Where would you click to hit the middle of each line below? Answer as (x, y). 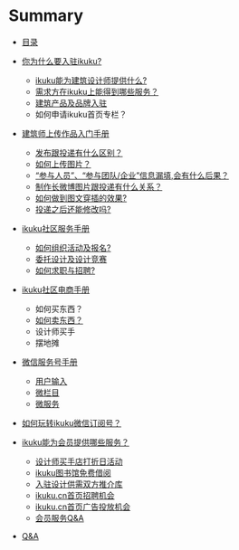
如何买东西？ (59, 308)
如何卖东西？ (59, 320)
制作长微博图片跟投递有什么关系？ (99, 186)
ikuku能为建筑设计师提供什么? (91, 80)
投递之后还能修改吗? (73, 209)
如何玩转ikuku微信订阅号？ (72, 422)
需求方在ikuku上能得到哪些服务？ (97, 91)
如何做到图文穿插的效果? (81, 198)
